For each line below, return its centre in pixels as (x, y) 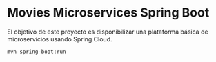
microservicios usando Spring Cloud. (60, 39)
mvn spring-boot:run (37, 52)
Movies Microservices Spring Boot (108, 13)
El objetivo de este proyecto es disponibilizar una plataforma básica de (108, 32)
